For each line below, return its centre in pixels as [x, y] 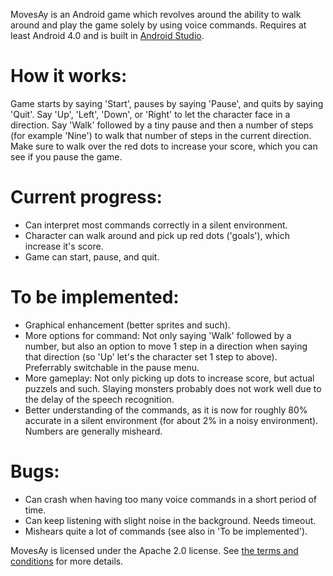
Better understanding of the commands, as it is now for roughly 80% [166, 410]
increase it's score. [64, 246]
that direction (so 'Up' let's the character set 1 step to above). [151, 356]
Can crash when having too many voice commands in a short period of [171, 499]
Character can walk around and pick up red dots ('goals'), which [157, 235]
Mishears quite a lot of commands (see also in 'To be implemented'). [166, 531]
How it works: [69, 76]
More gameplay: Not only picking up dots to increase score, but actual [169, 378]
